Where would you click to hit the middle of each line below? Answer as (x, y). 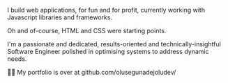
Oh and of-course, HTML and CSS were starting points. (87, 31)
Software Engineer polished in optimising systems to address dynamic (108, 52)
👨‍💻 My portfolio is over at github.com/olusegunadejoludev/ (92, 72)
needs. (17, 59)
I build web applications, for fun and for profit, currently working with (106, 10)
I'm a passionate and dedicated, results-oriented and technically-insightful (114, 44)
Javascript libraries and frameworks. (60, 17)
